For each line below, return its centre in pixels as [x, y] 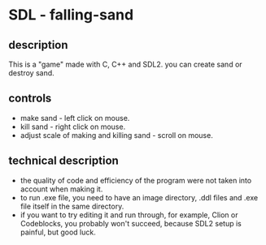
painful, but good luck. [58, 232]
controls [30, 99]
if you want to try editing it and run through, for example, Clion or [129, 215]
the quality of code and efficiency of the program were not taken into [136, 180]
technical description [64, 161]
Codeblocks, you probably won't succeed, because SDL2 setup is [131, 223]
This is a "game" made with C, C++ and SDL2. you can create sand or [125, 64]
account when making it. [61, 189]
